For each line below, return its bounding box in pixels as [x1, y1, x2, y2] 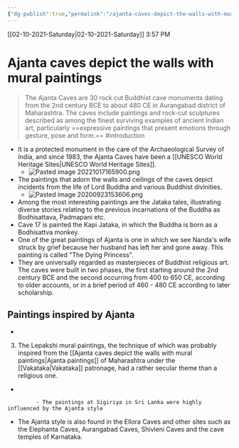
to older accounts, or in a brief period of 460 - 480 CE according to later [17, 280, 230, 289]
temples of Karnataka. [17, 432, 83, 441]
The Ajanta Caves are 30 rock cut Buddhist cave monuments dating [24, 93, 223, 102]
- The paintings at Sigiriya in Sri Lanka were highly [36, 399, 202, 406]
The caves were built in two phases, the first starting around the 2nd [17, 266, 219, 274]
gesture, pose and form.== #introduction [24, 131, 145, 139]
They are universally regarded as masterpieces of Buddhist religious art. [17, 258, 230, 266]
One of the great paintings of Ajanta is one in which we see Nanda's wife [17, 235, 231, 244]
